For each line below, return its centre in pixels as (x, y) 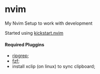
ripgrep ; (20, 56)
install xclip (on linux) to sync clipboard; (54, 66)
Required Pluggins (25, 44)
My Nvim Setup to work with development (49, 23)
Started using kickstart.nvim (34, 33)
